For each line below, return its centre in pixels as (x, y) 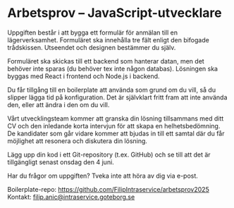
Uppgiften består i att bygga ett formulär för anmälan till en (93, 32)
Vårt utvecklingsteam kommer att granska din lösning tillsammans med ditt (116, 118)
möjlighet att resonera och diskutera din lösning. (78, 141)
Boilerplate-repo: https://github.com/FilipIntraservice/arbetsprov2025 (108, 189)
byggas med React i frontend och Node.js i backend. (84, 76)
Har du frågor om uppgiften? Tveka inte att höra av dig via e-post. (103, 176)
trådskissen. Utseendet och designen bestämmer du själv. (92, 47)
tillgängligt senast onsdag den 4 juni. (61, 162)
